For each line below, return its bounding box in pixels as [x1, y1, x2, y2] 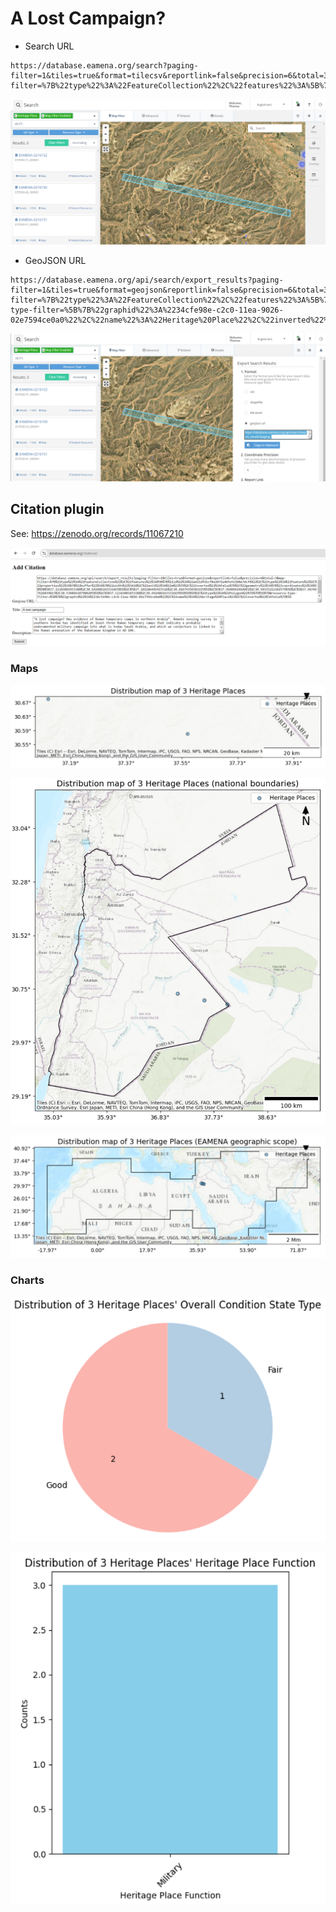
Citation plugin [10, 501, 105, 518]
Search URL [24, 40, 75, 52]
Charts [10, 1273, 45, 1287]
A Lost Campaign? [10, 7, 167, 30]
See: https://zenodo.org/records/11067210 [10, 527, 184, 539]
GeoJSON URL [24, 254, 87, 266]
